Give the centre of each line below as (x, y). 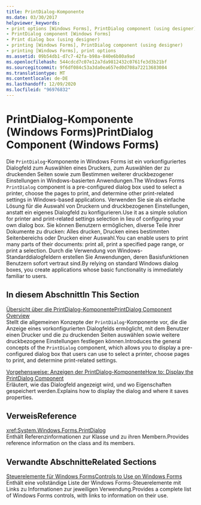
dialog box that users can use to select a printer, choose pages (112, 353)
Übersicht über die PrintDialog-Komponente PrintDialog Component (89, 309)
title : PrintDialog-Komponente (45, 12)
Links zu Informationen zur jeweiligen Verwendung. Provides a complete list (99, 489)
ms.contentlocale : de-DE (37, 78)
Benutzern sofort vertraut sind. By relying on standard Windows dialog (92, 263)
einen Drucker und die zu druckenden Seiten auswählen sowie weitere (93, 335)
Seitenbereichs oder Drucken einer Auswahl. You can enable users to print (97, 238)
